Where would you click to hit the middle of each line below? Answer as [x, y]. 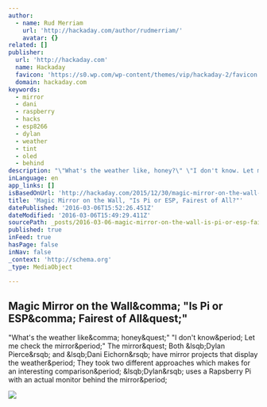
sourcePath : [28, 223]
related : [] [28, 45]
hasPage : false [33, 245]
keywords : [25, 89]
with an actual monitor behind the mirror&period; [88, 380]
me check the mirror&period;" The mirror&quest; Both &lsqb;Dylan [116, 346]
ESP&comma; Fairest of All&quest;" [98, 318]
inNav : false [30, 252]
